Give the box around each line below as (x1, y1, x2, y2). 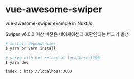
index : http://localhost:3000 (5, 69, 72, 74)
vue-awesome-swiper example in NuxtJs (5, 20, 92, 27)
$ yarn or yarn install (5, 46, 56, 51)
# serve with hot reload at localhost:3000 (5, 55, 100, 60)
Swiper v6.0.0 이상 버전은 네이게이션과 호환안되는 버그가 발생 (5, 31, 129, 37)
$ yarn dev (5, 60, 29, 65)
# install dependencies (5, 41, 56, 46)
